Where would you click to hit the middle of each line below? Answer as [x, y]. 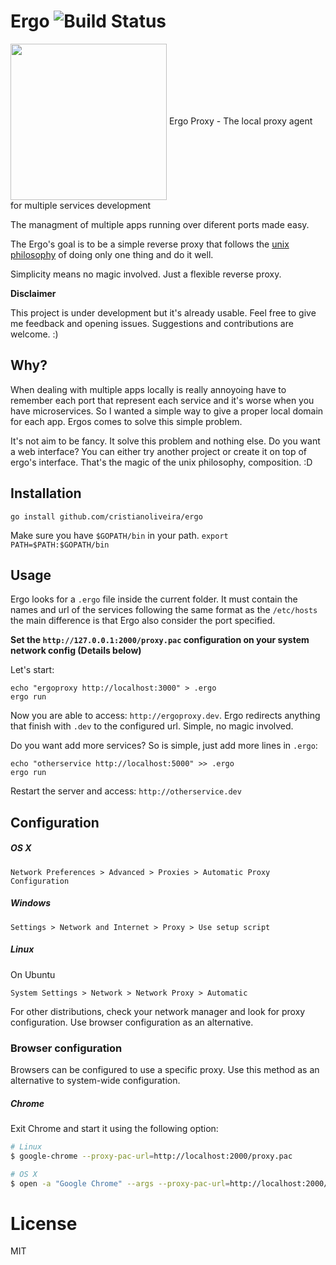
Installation [46, 493]
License [44, 1223]
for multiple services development [81, 205]
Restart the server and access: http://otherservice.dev [126, 791]
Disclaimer [33, 293]
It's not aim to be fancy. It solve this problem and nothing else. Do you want [165, 441]
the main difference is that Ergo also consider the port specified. [143, 621]
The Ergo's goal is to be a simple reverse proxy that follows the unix [150, 244]
